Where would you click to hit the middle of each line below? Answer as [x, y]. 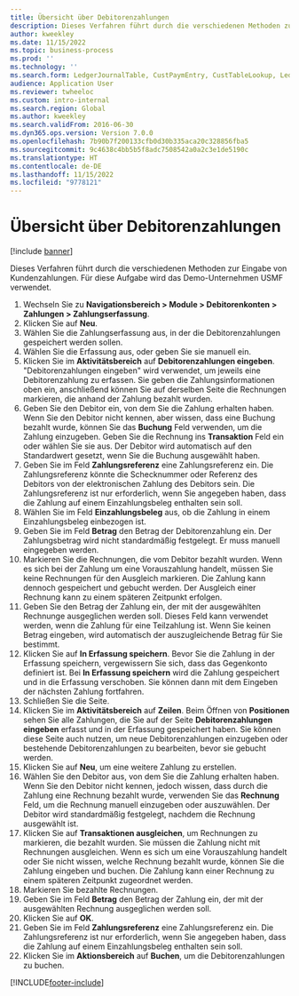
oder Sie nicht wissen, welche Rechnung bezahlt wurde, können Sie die [153, 862]
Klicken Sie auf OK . [58, 918]
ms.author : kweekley [48, 116]
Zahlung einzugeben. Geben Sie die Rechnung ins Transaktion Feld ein [153, 437]
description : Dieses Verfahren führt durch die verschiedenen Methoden [145, 26]
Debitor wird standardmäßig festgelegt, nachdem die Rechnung [139, 815]
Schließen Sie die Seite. [66, 701]
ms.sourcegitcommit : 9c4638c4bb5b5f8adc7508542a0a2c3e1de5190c [130, 149]
